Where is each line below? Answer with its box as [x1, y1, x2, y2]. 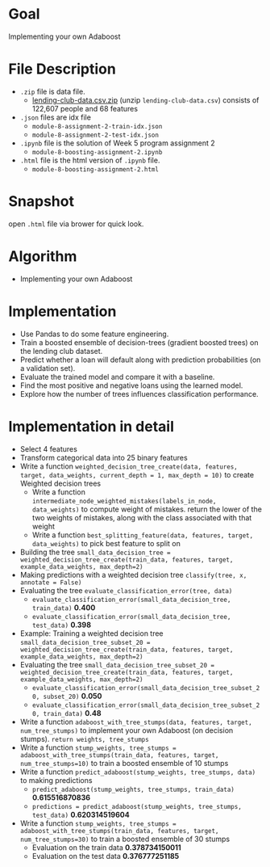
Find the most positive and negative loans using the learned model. [19, 381, 243, 390]
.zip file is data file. [19, 86, 86, 96]
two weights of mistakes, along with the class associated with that [31, 512, 252, 522]
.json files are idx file [19, 112, 91, 122]
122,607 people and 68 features [31, 103, 139, 113]
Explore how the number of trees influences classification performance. [19, 389, 260, 398]
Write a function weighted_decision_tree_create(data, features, [19, 461, 238, 471]
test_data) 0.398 [31, 620, 91, 629]
